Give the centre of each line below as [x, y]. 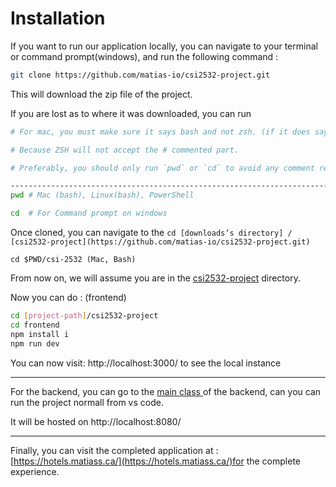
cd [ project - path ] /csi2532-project [84, 316]
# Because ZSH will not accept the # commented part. [125, 150]
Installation [58, 18]
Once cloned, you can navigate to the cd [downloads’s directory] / [151, 233]
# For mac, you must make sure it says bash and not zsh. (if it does [160, 132]
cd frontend [35, 325]
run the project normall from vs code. [87, 402]
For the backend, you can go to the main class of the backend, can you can [166, 391]
